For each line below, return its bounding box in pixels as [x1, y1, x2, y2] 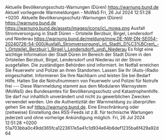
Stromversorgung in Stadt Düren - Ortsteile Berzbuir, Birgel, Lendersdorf [5, 31, 153, 36]
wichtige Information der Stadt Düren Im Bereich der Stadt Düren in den [5, 51, 151, 57]
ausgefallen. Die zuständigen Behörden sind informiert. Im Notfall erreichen [5, 62, 160, 68]
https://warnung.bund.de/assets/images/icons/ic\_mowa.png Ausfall [5, 25, 145, 31]
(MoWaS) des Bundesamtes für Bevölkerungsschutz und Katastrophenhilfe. [5, 89, 160, 94]
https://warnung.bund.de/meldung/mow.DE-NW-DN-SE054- [34, 36, 158, 42]
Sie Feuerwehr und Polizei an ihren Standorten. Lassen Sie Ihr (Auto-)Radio [5, 67, 159, 73]
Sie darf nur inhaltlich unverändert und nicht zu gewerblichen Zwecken [5, 93, 150, 99]
